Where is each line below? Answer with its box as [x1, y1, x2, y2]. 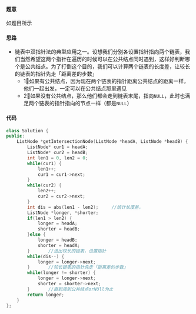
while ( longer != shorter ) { [27, 270, 96, 276]
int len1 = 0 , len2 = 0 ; [27, 155, 88, 161]
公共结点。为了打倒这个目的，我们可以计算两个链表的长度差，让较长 [25, 63, 190, 70]
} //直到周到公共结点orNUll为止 [27, 286, 114, 292]
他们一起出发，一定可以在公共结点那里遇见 [23, 85, 127, 92]
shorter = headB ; [37, 226, 81, 232]
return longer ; [27, 292, 65, 298]
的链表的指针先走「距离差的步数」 [14, 71, 98, 78]
